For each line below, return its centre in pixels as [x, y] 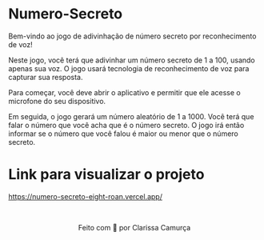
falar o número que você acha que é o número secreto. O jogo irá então [126, 125]
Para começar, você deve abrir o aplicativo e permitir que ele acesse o [125, 92]
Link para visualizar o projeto [106, 175]
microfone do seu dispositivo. [57, 101]
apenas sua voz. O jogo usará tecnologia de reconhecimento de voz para [129, 68]
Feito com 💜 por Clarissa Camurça [134, 227]
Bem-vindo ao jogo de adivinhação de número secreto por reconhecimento [132, 36]
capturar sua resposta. [46, 77]
